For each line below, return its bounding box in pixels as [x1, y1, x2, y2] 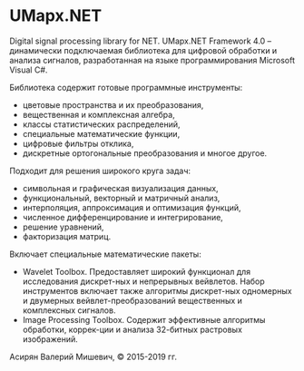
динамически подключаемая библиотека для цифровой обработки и [9, 44, 278, 55]
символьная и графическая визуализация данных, [22, 182, 220, 193]
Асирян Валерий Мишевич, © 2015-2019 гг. [9, 351, 177, 362]
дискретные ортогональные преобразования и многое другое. [22, 147, 268, 159]
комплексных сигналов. [22, 305, 116, 316]
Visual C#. [9, 64, 48, 75]
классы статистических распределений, [22, 119, 181, 130]
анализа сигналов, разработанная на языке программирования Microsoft [9, 54, 296, 65]
